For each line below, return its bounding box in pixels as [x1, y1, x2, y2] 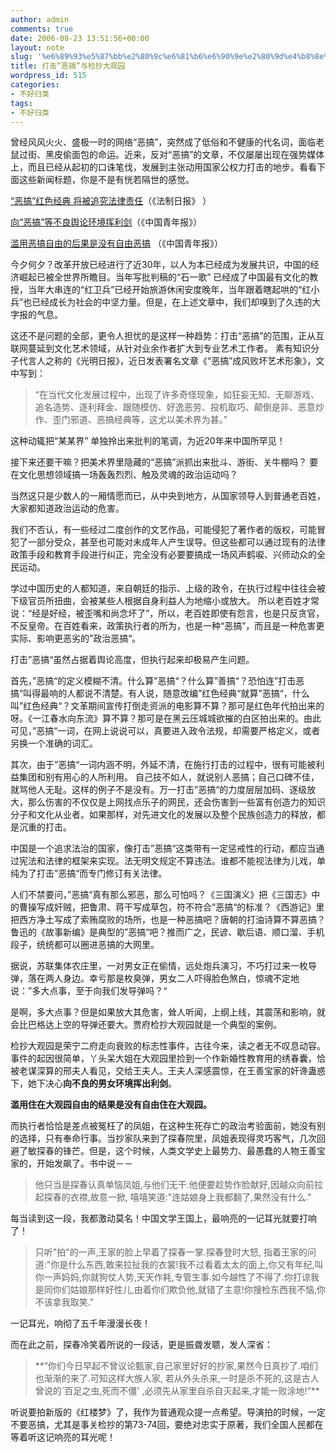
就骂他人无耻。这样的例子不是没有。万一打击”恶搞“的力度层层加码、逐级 [10, 784, 308, 796]
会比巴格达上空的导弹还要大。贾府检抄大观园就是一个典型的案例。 [10, 1019, 282, 1031]
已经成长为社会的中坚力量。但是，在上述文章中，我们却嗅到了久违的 [31, 296, 313, 308]
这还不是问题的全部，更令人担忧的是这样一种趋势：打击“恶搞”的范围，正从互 [10, 330, 325, 342]
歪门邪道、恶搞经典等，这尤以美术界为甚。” [52, 414, 228, 426]
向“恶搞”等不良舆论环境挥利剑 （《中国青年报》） [10, 216, 203, 228]
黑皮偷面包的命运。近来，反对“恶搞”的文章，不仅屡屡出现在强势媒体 [44, 149, 325, 161]
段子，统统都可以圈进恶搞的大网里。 [10, 939, 160, 951]
